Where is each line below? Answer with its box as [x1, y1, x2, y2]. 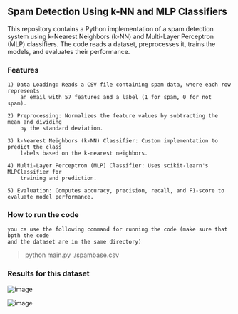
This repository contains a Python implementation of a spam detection [7, 24, 214, 33]
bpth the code [7, 232, 50, 239]
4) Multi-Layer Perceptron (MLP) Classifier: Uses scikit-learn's [7, 162, 209, 169]
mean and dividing [7, 119, 62, 126]
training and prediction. [20, 174, 98, 182]
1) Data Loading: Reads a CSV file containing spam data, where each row [7, 81, 232, 88]
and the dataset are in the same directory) [7, 239, 142, 246]
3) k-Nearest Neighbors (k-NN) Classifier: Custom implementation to [7, 137, 219, 145]
